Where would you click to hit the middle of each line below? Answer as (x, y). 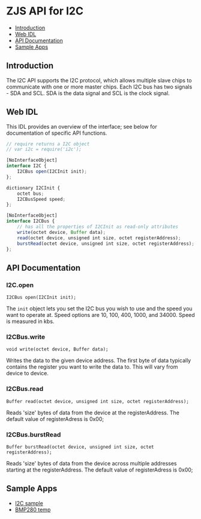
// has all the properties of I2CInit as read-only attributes (98, 227)
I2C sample (29, 503)
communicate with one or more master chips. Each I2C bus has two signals (99, 87)
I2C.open (20, 285)
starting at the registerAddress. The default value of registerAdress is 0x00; (100, 470)
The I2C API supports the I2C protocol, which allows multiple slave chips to (99, 80)
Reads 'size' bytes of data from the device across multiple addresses (91, 464)
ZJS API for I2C (45, 11)
